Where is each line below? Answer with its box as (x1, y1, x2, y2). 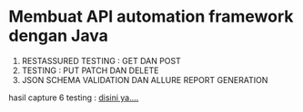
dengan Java (8, 25, 108, 46)
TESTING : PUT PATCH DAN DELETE (21, 65, 159, 76)
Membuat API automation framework (8, 6, 294, 27)
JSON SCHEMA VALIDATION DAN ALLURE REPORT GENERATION (21, 74, 268, 85)
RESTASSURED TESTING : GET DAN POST (21, 55, 181, 66)
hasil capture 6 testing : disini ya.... (8, 92, 139, 103)
